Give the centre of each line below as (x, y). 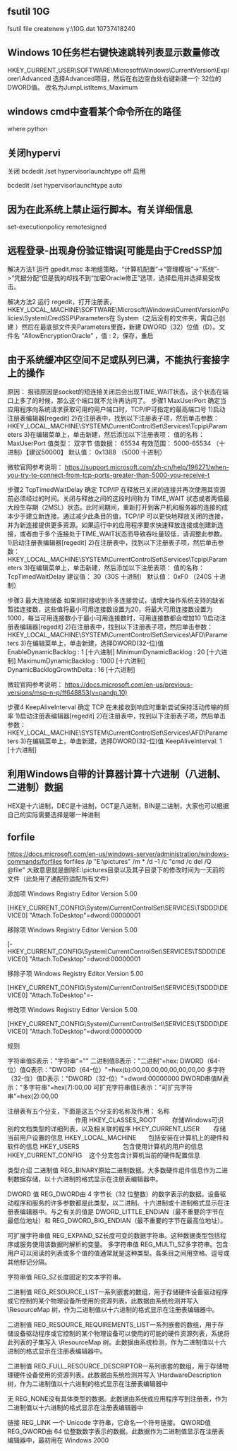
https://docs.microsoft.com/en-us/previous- (129, 685)
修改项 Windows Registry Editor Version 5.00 (72, 1010)
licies (15, 318)
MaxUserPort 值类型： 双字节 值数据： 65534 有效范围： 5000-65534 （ (113, 443)
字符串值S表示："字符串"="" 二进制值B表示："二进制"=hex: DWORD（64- (114, 1061)
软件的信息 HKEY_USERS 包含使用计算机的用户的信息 (105, 1147)
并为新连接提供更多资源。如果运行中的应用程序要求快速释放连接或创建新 (112, 524)
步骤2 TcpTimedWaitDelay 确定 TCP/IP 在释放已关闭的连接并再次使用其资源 (116, 489)
